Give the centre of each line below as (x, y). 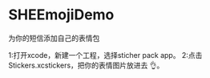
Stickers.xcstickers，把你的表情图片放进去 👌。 (86, 65)
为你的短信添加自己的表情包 (54, 38)
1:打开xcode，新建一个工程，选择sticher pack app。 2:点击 (105, 55)
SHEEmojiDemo (61, 15)
